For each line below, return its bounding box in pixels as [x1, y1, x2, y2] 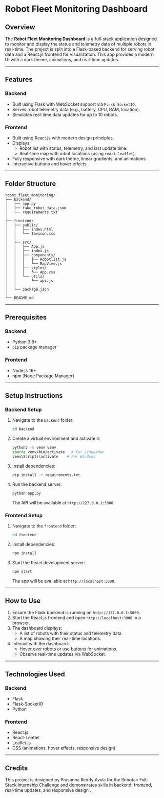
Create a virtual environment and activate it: [12, 435, 101, 441]
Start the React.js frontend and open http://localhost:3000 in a [12, 615, 141, 621]
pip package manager [12, 344, 57, 350]
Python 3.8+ [12, 339, 38, 345]
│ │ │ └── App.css [5, 270, 56, 274]
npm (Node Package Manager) [12, 373, 75, 379]
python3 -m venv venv [12, 445, 57, 450]
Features [5, 75, 33, 84]
